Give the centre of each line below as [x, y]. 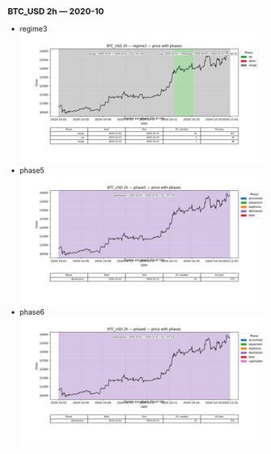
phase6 [32, 312]
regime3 [33, 29]
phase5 [32, 171]
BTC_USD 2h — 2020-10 [56, 11]
